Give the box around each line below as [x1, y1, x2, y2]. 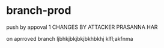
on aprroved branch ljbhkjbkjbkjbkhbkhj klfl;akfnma [6, 35, 133, 42]
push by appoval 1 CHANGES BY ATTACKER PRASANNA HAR [6, 23, 158, 31]
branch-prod [6, 4, 71, 17]
